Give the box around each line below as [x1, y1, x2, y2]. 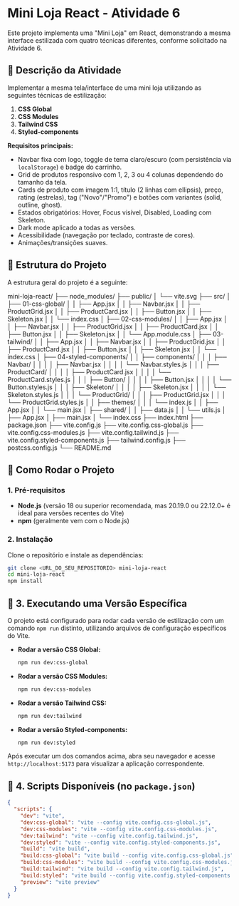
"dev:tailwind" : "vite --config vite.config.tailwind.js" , [20, 832, 199, 839]
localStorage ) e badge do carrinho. [17, 163, 122, 171]
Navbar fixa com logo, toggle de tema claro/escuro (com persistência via [17, 155, 232, 163]
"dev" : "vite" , [20, 813, 65, 820]
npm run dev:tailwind [17, 712, 82, 719]
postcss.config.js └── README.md [7, 443, 112, 452]
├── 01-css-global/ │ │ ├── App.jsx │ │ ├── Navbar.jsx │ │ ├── [7, 299, 201, 308]
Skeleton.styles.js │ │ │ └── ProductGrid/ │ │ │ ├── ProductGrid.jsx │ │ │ [7, 390, 226, 398]
